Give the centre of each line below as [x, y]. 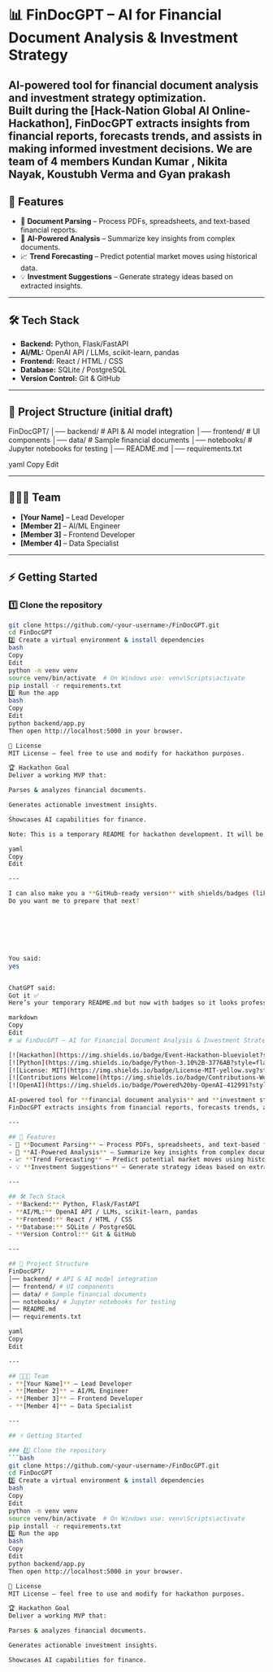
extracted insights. [51, 286]
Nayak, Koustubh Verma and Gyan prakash [119, 174]
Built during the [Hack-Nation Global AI [109, 110]
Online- [231, 110]
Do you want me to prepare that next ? [74, 901]
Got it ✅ [24, 996]
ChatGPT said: [32, 988]
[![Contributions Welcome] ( [56, 1078]
